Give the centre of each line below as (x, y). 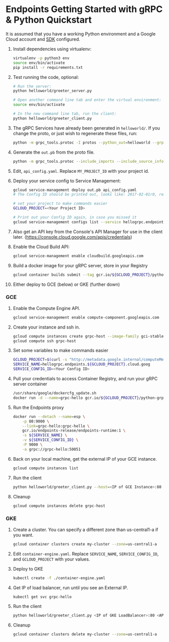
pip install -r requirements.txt (48, 67)
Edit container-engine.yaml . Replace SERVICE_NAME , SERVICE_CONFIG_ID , (86, 554)
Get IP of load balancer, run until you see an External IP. (70, 587)
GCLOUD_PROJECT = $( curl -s (40, 360)
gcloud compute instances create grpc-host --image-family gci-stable (88, 336)
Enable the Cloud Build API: (41, 247)
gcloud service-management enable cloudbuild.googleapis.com (78, 256)
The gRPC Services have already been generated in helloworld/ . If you (86, 128)
